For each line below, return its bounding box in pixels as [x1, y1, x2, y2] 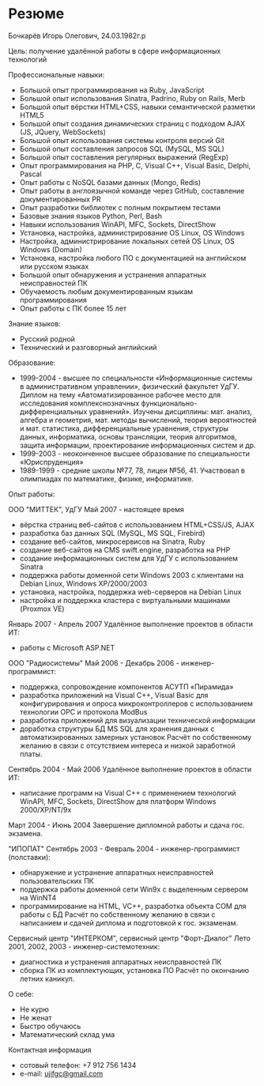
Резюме [8, 5, 65, 23]
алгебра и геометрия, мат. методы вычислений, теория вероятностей [19, 415, 257, 424]
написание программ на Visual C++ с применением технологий [19, 788, 236, 798]
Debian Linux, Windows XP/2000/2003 [19, 579, 148, 588]
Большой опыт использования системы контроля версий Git [19, 135, 225, 145]
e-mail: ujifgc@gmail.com [19, 1069, 104, 1078]
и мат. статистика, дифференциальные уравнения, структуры [19, 424, 229, 433]
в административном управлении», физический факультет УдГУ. [19, 381, 239, 391]
